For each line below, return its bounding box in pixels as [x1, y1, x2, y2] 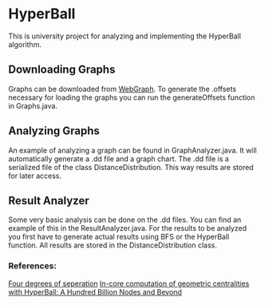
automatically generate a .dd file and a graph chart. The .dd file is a [8, 153, 229, 164]
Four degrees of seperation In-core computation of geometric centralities [8, 279, 250, 288]
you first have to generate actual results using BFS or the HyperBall [8, 232, 230, 242]
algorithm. [8, 39, 42, 49]
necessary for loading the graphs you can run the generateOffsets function [8, 93, 255, 102]
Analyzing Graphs [8, 125, 100, 138]
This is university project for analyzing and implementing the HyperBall [8, 31, 242, 41]
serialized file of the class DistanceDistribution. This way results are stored [8, 162, 254, 172]
